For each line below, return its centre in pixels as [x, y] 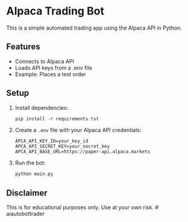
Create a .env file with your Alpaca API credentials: [78, 130]
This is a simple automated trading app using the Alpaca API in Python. [94, 28]
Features [23, 47]
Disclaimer [27, 193]
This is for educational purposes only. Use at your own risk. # [82, 208]
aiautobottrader [26, 214]
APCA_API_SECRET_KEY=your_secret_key [62, 147]
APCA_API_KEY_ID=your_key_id [52, 141]
